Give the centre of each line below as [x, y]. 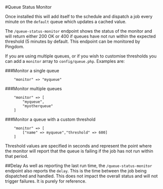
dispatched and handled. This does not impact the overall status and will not [81, 176]
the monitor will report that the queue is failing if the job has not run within [79, 151]
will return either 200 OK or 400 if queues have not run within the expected [81, 36]
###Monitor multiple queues [34, 89]
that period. [17, 156]
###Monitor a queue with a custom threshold [50, 119]
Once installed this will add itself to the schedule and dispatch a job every [79, 16]
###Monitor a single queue [32, 71]
